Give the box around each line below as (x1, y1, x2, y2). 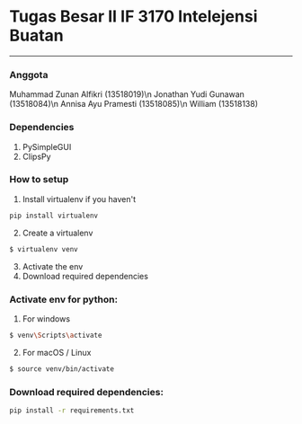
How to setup (9, 173, 69, 186)
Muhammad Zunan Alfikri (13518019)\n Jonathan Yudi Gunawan (9, 89, 245, 100)
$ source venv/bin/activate (9, 364, 115, 374)
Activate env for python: (9, 293, 119, 305)
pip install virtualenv (9, 211, 99, 220)
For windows (22, 313, 70, 324)
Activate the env (22, 261, 84, 271)
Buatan (9, 25, 65, 46)
